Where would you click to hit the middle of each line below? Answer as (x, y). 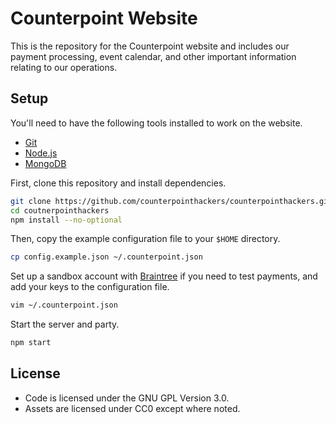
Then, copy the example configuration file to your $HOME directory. (145, 239)
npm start (31, 343)
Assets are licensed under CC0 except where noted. (132, 408)
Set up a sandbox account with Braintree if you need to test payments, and (164, 276)
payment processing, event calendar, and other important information (153, 56)
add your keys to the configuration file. (90, 287)
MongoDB (45, 163)
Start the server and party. (65, 324)
